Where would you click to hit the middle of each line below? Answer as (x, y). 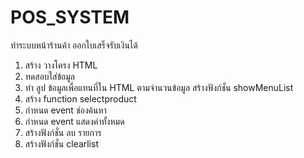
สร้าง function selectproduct (80, 98)
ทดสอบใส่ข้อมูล (50, 76)
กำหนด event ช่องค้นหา (65, 110)
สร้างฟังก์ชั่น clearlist (61, 143)
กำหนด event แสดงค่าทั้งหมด (74, 121)
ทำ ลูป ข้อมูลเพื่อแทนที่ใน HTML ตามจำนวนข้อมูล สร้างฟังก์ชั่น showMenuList (159, 87)
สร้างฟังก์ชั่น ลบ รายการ (63, 132)
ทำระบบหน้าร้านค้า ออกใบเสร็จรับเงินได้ (74, 45)
